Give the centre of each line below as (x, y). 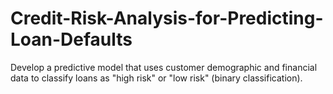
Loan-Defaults (71, 39)
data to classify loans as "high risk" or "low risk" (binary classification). (156, 78)
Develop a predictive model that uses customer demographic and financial (164, 67)
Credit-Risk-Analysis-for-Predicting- (167, 18)
